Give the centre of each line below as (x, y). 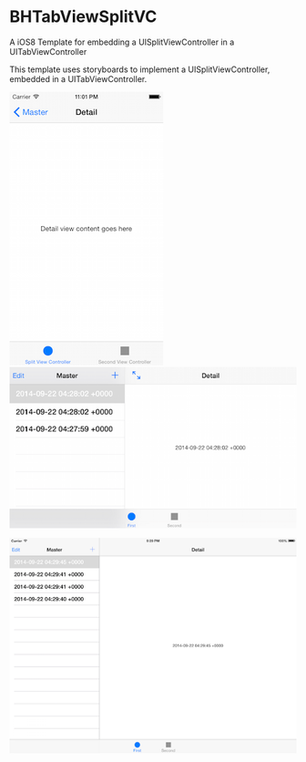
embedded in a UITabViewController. (78, 78)
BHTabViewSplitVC (83, 17)
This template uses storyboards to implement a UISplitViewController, (140, 69)
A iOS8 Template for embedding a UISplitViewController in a (122, 42)
